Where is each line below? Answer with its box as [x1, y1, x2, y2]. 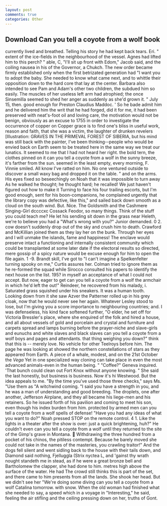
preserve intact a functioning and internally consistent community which [5, 240, 154, 246]
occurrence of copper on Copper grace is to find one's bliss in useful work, [5, 123, 160, 129]
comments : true [5, 12, 37, 17]
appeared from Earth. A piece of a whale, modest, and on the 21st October [5, 351, 158, 358]
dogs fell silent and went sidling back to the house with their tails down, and [5, 447, 161, 453]
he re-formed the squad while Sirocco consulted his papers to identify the [5, 266, 158, 273]
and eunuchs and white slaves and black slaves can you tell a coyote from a [5, 330, 161, 336]
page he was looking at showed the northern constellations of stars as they [5, 346, 160, 352]
